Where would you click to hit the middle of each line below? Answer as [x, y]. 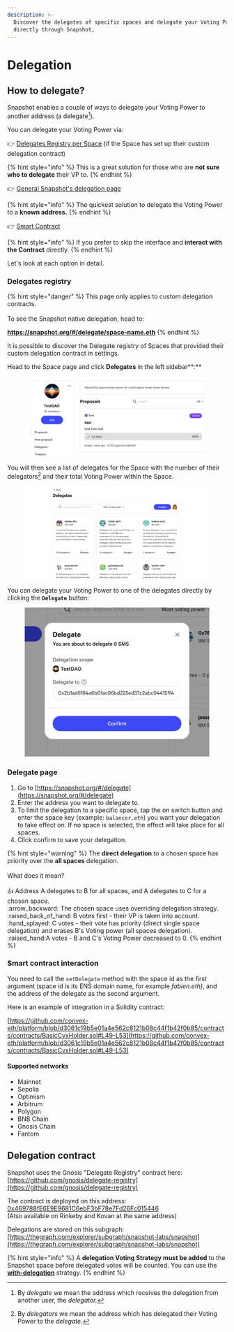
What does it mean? [36, 875]
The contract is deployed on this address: [67, 1201]
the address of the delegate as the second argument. [84, 993]
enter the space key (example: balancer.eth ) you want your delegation [119, 817]
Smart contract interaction [53, 963]
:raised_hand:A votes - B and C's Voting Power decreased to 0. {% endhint [115, 938]
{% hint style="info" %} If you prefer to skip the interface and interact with [115, 242]
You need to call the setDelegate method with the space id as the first [107, 978]
